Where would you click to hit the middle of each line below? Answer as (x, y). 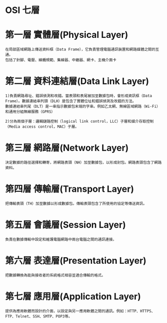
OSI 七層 (22, 10)
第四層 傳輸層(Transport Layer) (70, 189)
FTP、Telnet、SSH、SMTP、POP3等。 (39, 316)
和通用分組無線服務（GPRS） (30, 112)
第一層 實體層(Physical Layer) (67, 35)
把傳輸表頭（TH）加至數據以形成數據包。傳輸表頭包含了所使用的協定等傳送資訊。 (76, 203)
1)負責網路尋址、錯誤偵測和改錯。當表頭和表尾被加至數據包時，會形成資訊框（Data (79, 96)
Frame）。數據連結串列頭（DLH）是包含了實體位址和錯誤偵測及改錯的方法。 (71, 101)
